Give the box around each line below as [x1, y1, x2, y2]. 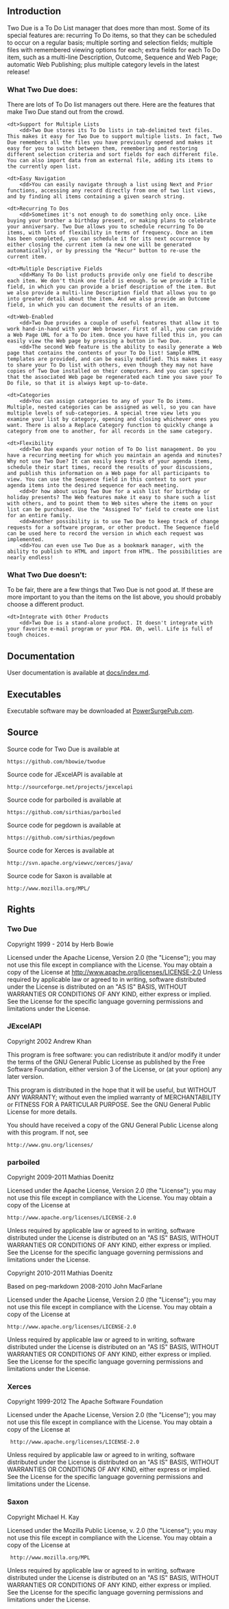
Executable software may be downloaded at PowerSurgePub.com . [7, 707, 194, 715]
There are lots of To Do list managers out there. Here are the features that [7, 100, 215, 109]
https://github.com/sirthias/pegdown [7, 834, 115, 841]
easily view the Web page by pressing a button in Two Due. [7, 338, 183, 344]
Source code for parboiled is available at [7, 796, 121, 804]
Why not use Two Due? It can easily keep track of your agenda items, [7, 458, 213, 465]
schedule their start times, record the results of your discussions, [7, 464, 213, 471]
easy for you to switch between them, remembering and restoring [7, 145, 197, 152]
